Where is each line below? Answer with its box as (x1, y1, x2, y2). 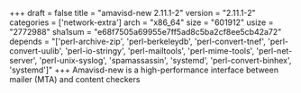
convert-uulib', (9, 46, 64, 56)
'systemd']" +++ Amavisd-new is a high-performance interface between (9, 64, 279, 75)
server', (9, 55, 38, 65)
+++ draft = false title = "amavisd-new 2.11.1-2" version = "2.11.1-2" (9, 8, 256, 18)
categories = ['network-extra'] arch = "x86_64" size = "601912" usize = (9, 17, 274, 28)
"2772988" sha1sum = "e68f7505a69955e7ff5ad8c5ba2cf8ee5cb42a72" (9, 27, 282, 37)
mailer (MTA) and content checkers (9, 74, 141, 84)
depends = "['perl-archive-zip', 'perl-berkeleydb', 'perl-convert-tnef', (9, 36, 266, 46)
